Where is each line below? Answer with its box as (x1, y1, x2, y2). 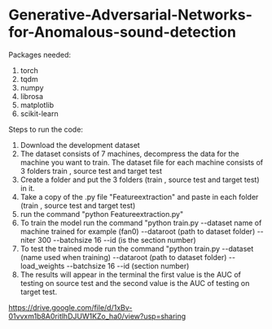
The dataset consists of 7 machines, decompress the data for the (20, 149, 239, 158)
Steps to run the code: (8, 124, 84, 134)
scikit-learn (20, 108, 59, 119)
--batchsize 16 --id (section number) (66, 261, 190, 271)
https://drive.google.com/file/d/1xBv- (8, 302, 133, 312)
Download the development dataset (20, 140, 140, 149)
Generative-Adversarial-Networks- (8, 6, 252, 24)
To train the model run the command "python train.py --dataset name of (20, 218, 262, 227)
